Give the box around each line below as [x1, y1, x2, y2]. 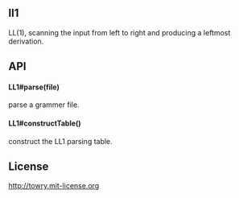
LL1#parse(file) [8, 82, 60, 92]
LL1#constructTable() [8, 118, 82, 128]
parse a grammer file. [8, 100, 80, 109]
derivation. [8, 36, 44, 46]
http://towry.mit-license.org [8, 181, 100, 191]
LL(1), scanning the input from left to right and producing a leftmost [8, 27, 231, 37]
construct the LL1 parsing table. [8, 136, 113, 146]
